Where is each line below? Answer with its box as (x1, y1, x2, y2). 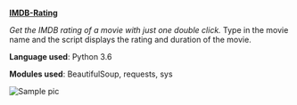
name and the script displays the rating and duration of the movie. (9, 35, 252, 44)
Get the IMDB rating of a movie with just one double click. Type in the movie (9, 25, 289, 35)
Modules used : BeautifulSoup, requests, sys (9, 69, 173, 79)
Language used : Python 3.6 (9, 52, 112, 61)
